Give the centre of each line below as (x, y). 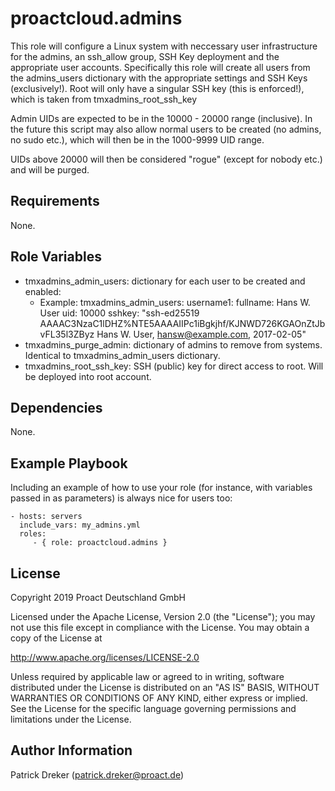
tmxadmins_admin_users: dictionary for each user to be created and (165, 281)
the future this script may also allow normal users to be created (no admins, (166, 129)
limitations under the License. (71, 719)
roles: (33, 534)
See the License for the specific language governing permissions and (153, 708)
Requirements (55, 201)
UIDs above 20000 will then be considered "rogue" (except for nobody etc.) (166, 159)
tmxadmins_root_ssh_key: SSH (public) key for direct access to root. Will (174, 366)
